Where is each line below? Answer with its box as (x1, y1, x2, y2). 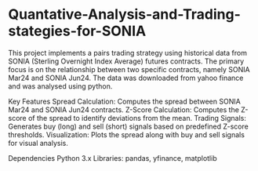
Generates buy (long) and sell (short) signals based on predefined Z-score (8, 122, 249, 131)
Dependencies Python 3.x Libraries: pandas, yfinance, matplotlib (8, 153, 217, 162)
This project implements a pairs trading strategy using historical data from (8, 48, 247, 57)
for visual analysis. (8, 138, 69, 147)
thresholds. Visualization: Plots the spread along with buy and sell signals (8, 129, 245, 139)
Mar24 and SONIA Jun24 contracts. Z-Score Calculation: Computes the (8, 104, 239, 115)
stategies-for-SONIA (8, 22, 147, 40)
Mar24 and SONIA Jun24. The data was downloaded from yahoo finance (8, 73, 244, 82)
